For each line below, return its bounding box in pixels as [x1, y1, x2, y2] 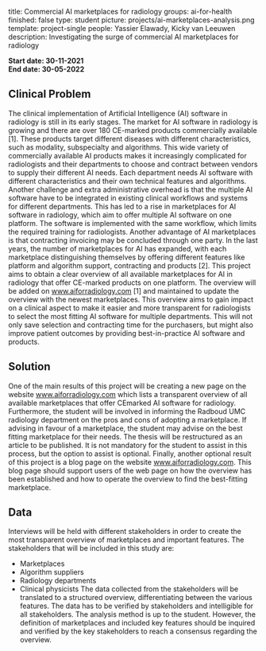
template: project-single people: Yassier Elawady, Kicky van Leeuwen [8, 24, 236, 33]
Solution [8, 360, 51, 373]
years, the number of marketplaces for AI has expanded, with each [8, 244, 227, 253]
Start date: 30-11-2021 [8, 56, 84, 65]
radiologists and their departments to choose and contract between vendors [8, 159, 258, 169]
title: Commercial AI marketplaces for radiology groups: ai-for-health [8, 7, 233, 16]
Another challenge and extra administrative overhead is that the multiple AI [8, 185, 253, 194]
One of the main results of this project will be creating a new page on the [8, 381, 247, 391]
